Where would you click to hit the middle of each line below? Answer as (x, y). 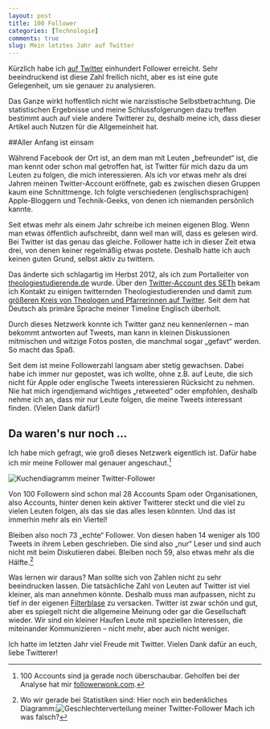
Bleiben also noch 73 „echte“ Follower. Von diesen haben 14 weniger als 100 (134, 534)
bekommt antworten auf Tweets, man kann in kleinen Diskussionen (119, 333)
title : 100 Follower (43, 23)
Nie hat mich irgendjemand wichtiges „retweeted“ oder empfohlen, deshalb (133, 391)
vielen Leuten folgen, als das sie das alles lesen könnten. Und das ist (122, 510)
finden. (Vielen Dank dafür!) (54, 408)
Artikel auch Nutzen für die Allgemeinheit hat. (84, 127)
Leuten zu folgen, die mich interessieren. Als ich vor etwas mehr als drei (128, 175)
